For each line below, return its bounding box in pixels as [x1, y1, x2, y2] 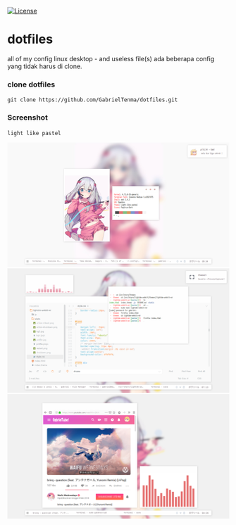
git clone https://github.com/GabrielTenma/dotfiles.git [7, 96, 178, 103]
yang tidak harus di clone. [7, 62, 82, 70]
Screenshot [7, 113, 48, 122]
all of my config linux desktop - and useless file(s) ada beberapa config [7, 54, 215, 63]
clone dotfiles [7, 80, 56, 89]
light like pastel [7, 129, 61, 137]
